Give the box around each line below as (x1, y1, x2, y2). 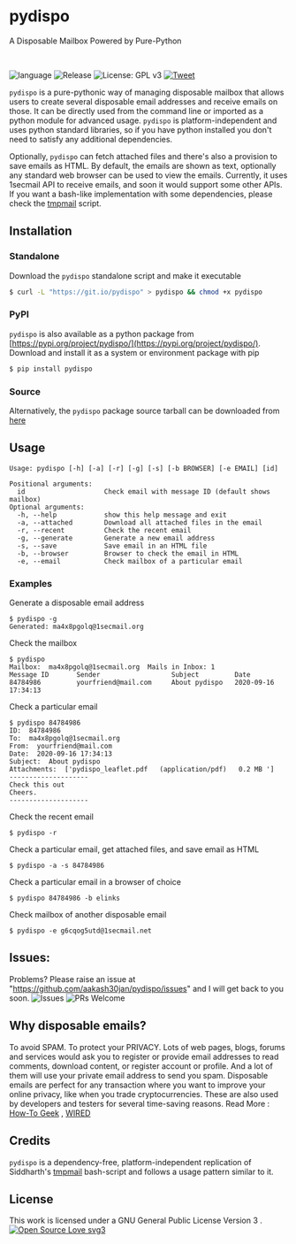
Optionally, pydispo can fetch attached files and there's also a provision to (9, 150, 278, 161)
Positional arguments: (9, 480, 93, 488)
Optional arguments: (9, 503, 86, 511)
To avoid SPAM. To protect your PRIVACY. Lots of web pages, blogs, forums (9, 1041, 285, 1052)
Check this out (9, 780, 65, 789)
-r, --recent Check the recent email (17, 526, 192, 534)
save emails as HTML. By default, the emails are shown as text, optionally (9, 160, 277, 171)
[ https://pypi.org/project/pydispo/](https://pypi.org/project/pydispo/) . (9, 338, 261, 349)
